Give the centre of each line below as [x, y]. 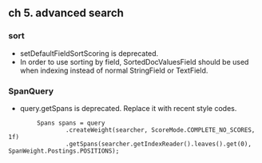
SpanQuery [31, 91]
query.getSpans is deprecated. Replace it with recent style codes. [128, 108]
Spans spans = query [71, 123]
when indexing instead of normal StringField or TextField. [114, 70]
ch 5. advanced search [66, 13]
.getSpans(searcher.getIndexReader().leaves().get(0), [158, 144]
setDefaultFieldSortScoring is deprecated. [89, 53]
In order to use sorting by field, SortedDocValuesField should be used [134, 62]
